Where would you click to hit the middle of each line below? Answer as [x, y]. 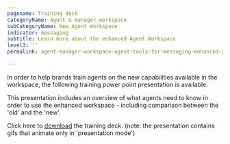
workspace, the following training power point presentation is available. [108, 84]
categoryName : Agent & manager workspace [67, 20]
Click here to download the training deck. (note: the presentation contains [111, 125]
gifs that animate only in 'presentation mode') [71, 133]
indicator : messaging [38, 33]
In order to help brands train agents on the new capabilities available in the [112, 77]
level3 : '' [23, 45]
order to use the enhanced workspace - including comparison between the [113, 105]
